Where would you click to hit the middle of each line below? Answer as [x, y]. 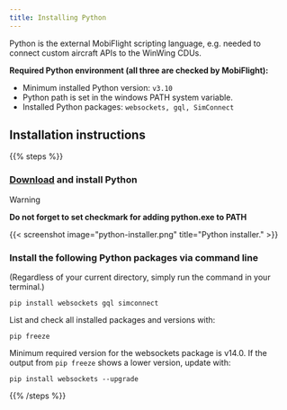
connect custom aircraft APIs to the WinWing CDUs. [106, 53]
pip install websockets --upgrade [74, 379]
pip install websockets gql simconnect [84, 303]
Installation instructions [77, 135]
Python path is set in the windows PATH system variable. [128, 97]
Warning [25, 200]
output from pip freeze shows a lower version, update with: [120, 363]
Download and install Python [73, 180]
